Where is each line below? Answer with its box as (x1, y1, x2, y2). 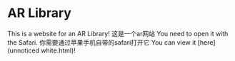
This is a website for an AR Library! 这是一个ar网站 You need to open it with (7, 29, 229, 38)
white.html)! (40, 46, 76, 55)
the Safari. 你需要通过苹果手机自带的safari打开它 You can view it (7, 38, 196, 47)
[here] (197, 38, 216, 47)
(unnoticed (7, 46, 40, 55)
